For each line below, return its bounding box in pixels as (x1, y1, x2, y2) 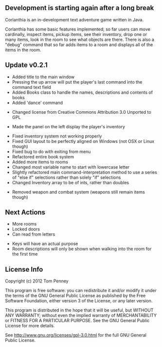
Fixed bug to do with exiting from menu (12, 148, 91, 155)
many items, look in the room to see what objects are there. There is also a (5, 36, 155, 42)
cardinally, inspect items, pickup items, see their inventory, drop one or (5, 31, 147, 37)
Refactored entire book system (12, 154, 74, 159)
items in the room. (5, 47, 41, 52)
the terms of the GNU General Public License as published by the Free (5, 293, 146, 298)
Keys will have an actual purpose (12, 241, 78, 247)
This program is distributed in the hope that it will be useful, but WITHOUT (5, 307, 154, 313)
